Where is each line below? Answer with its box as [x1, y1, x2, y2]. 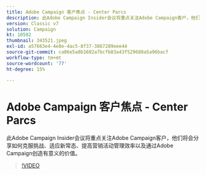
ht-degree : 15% [6, 66, 45, 72]
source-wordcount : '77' [6, 60, 67, 66]
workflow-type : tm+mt [6, 55, 62, 61]
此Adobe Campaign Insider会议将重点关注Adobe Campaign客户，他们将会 [6, 134, 194, 142]
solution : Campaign [6, 26, 56, 33]
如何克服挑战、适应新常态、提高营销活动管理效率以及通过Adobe [11, 142, 174, 149]
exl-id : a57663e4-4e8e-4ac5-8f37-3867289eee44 [6, 44, 128, 50]
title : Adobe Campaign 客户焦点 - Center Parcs [6, 9, 127, 15]
